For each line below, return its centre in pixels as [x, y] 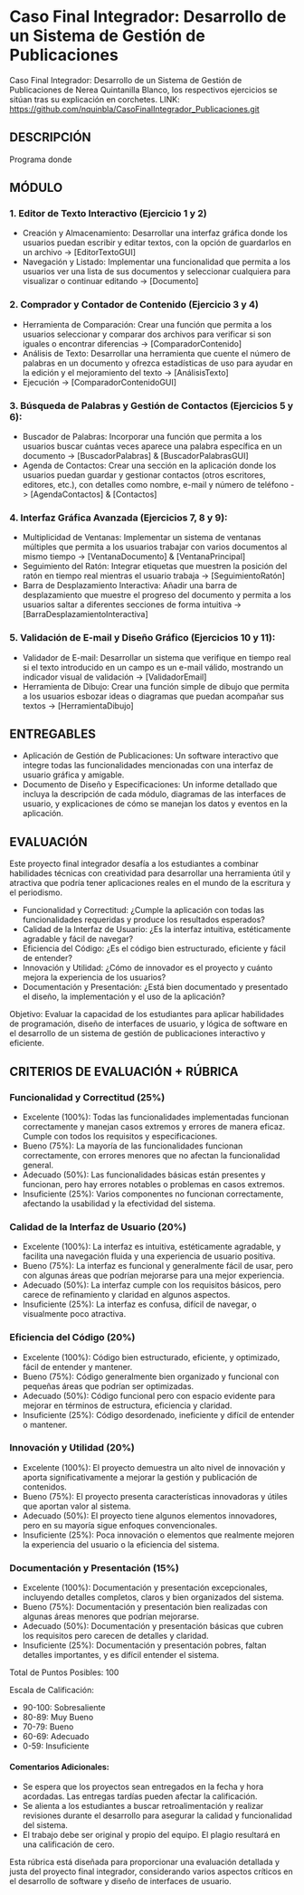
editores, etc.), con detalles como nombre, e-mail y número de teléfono [156, 485]
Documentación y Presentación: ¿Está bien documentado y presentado [155, 987]
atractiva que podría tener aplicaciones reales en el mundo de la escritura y [150, 883]
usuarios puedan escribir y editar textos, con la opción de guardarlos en [157, 243]
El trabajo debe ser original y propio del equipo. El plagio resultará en [151, 1835]
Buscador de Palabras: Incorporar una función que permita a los [142, 437]
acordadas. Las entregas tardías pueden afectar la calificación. [140, 1796]
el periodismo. [36, 892]
